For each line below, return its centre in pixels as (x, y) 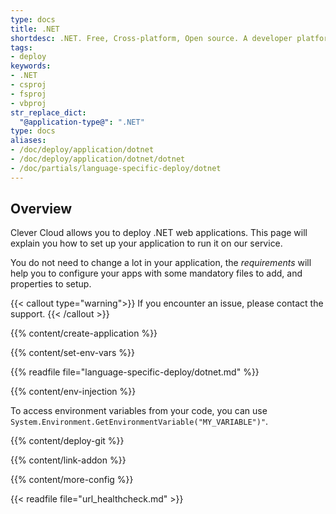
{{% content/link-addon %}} (68, 460)
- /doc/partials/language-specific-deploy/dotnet (116, 168)
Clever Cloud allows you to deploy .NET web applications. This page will (159, 233)
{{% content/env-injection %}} (73, 392)
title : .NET (35, 29)
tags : (21, 47)
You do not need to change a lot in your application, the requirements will (161, 263)
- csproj (28, 85)
